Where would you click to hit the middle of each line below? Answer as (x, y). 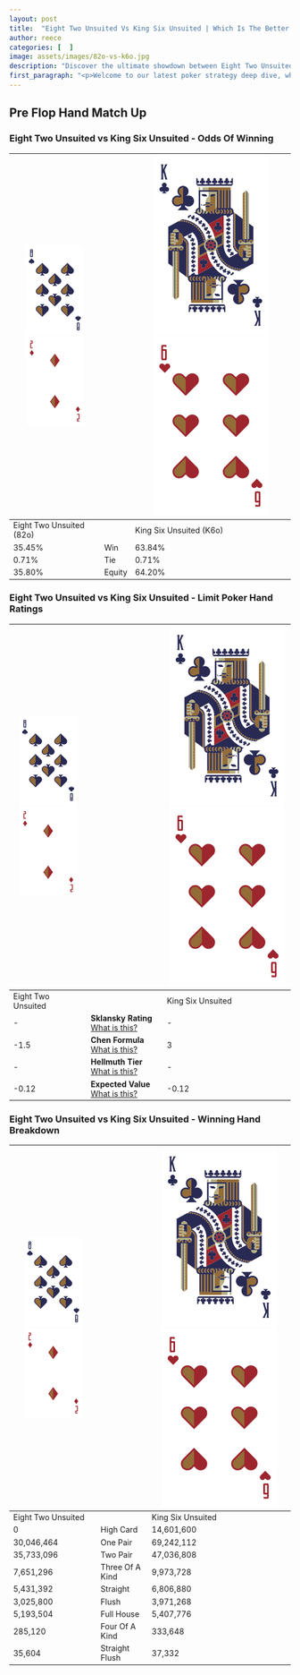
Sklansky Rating (121, 1018)
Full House (120, 1614)
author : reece (36, 38)
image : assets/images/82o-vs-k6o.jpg (79, 57)
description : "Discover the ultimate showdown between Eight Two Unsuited (151, 66)
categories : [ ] (42, 47)
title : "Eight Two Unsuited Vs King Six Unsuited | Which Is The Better (150, 28)
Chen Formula (117, 1040)
